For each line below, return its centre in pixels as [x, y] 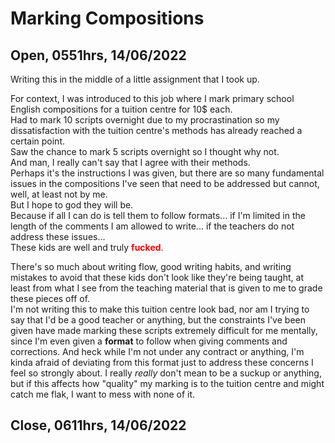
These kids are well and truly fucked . [87, 247]
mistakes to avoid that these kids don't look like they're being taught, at [157, 277]
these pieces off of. [50, 298]
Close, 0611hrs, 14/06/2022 [98, 425]
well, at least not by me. [59, 194]
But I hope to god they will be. [72, 205]
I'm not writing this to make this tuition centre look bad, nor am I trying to [160, 309]
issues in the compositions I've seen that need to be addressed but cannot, [165, 183]
